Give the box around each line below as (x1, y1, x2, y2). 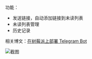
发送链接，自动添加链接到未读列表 (12, 15, 83, 21)
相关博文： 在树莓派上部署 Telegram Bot (5, 38, 87, 44)
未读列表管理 (12, 21, 39, 27)
